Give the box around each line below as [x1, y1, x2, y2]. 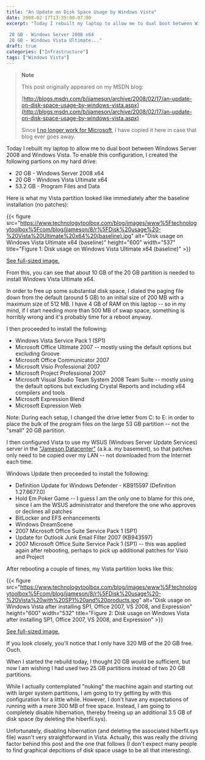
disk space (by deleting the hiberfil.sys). [6, 715, 107, 722]
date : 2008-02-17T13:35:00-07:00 [6, 15, 92, 21]
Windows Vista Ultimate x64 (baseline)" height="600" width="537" [6, 238, 176, 246]
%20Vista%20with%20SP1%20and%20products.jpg [6, 596, 139, 603]
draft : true [6, 43, 37, 50]
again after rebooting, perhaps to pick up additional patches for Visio [15, 547, 189, 554]
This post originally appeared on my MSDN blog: [21, 83, 144, 90]
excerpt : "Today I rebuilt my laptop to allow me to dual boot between [6, 20, 192, 26]
